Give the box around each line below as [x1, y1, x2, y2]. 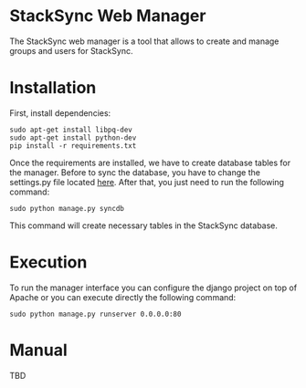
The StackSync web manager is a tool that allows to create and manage [9, 36, 280, 47]
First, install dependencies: [9, 107, 111, 119]
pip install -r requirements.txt [9, 141, 137, 151]
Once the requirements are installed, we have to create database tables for [9, 157, 291, 168]
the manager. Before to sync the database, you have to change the [9, 166, 260, 178]
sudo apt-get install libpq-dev [9, 125, 132, 134]
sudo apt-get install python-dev [9, 133, 137, 142]
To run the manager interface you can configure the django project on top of [9, 282, 298, 293]
